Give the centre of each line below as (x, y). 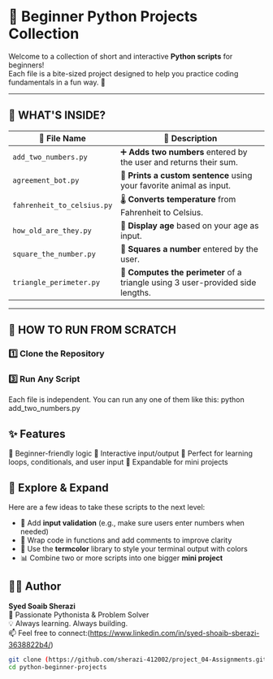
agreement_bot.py (46, 180)
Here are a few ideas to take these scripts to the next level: (107, 507)
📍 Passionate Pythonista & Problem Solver (79, 614)
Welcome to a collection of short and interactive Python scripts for (121, 56)
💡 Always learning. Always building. (68, 623)
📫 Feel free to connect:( (50, 633)
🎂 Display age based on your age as (190, 225)
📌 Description (191, 138)
